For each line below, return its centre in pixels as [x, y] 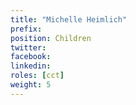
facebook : [31, 57]
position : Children [51, 38]
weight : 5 [31, 85]
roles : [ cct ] [37, 76]
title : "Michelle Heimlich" [69, 19]
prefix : [26, 29]
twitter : [28, 47]
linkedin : [31, 66]
